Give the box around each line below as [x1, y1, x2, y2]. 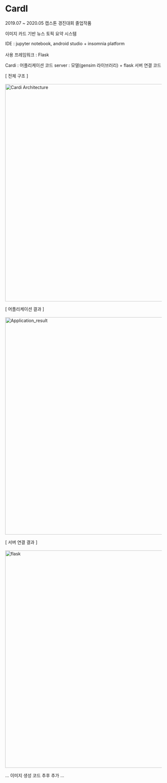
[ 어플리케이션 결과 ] [5, 306, 45, 312]
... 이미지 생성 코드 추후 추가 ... [5, 772, 65, 778]
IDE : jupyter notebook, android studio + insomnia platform [5, 40, 125, 46]
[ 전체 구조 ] [5, 73, 28, 78]
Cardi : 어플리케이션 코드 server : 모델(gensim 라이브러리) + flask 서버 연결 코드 [5, 62, 162, 68]
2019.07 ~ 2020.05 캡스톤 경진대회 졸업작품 [5, 20, 92, 26]
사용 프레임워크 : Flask [5, 52, 49, 58]
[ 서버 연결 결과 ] [5, 539, 38, 545]
